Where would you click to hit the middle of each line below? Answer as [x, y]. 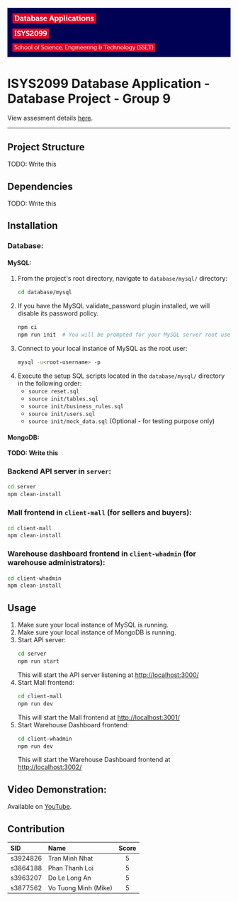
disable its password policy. [58, 313]
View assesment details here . [50, 118]
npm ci [27, 328]
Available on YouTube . [40, 807]
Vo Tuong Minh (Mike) [80, 888]
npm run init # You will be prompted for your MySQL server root [118, 335]
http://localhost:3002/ [50, 767]
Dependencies [40, 186]
